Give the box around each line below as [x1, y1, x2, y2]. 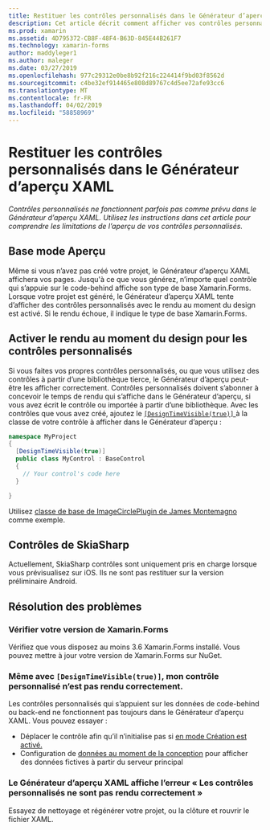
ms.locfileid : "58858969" [8, 109, 95, 117]
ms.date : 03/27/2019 [8, 64, 78, 72]
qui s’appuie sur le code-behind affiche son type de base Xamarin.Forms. [8, 283, 252, 292]
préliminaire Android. [8, 576, 78, 587]
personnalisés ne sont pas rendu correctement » [8, 787, 203, 799]
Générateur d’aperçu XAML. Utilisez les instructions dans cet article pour [8, 212, 252, 222]
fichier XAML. [8, 814, 54, 824]
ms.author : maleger [8, 57, 74, 65]
